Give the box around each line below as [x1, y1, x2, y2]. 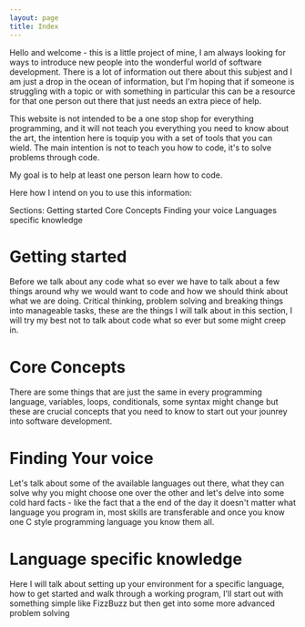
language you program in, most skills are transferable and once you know [9, 507, 285, 518]
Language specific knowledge [9, 549, 243, 570]
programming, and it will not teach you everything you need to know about [9, 122, 290, 133]
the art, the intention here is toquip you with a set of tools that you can [9, 132, 273, 143]
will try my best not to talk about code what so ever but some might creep [9, 315, 287, 326]
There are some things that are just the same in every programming [9, 386, 262, 397]
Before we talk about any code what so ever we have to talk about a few [9, 276, 280, 287]
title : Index [9, 22, 59, 31]
